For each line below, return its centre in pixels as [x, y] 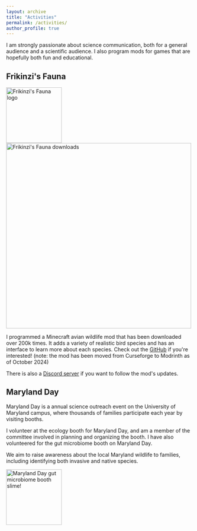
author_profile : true [33, 28]
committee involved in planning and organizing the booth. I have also [90, 437]
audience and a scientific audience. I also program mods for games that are [98, 52]
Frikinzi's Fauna [36, 76]
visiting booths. [25, 419]
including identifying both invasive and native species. [72, 461]
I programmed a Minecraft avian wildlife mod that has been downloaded [94, 337]
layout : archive [26, 12]
